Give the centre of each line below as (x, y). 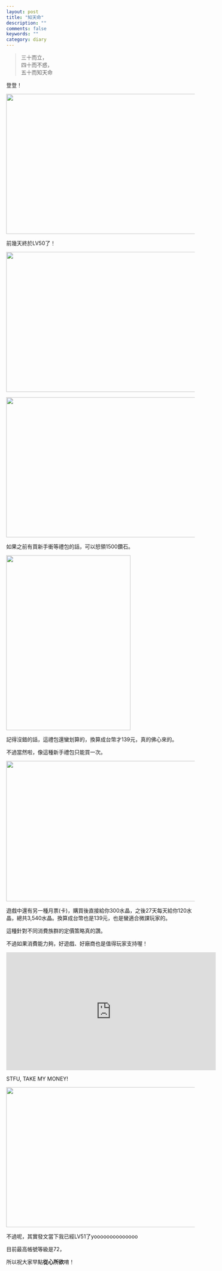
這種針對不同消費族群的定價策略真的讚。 (56, 931)
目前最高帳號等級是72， (36, 1249)
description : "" (26, 23)
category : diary (26, 40)
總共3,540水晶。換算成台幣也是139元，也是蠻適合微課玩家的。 (94, 918)
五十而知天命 (37, 72)
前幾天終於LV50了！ (31, 243)
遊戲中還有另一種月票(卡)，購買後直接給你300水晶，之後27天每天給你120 (97, 911)
